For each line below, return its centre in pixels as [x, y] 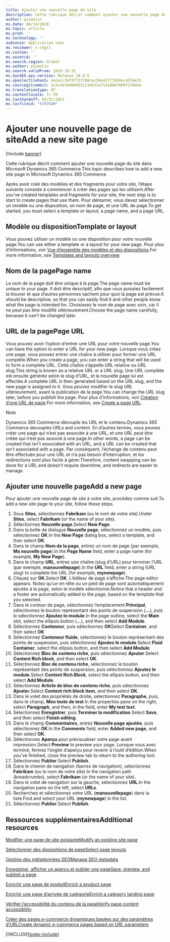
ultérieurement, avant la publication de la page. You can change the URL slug [85, 392]
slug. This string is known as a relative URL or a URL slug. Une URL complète [85, 370]
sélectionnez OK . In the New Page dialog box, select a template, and [84, 535]
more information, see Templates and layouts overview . [63, 255]
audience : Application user [35, 43]
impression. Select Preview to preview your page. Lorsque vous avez [84, 745]
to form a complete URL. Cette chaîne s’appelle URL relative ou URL [76, 365]
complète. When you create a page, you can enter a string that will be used [83, 360]
